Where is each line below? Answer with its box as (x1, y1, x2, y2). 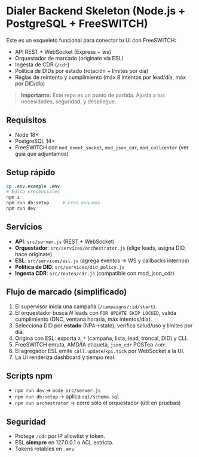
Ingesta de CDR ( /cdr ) (14, 61, 70, 68)
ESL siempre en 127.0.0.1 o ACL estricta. (14, 439, 114, 446)
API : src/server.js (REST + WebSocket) (14, 238, 115, 245)
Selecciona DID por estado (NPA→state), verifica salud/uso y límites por (14, 321, 193, 329)
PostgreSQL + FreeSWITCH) (6, 17, 148, 30)
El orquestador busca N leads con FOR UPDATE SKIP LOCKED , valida (14, 309, 177, 316)
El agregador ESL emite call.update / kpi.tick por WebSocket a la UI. (14, 347, 185, 354)
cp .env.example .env (6, 183, 60, 189)
